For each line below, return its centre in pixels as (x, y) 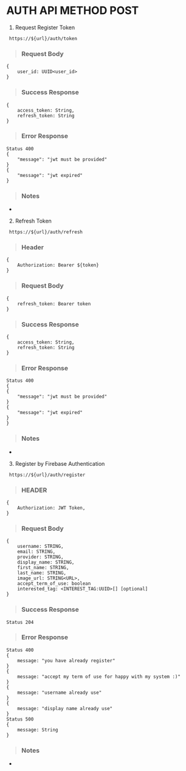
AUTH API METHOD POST (73, 11)
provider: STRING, (40, 557)
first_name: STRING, (43, 568)
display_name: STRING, (46, 562)
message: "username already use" (60, 693)
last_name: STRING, (42, 573)
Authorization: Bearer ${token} (58, 265)
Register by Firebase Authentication (60, 463)
